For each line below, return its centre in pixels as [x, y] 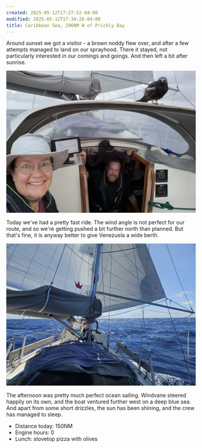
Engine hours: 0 [35, 432]
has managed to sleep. [35, 414]
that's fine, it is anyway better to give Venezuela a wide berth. [83, 235]
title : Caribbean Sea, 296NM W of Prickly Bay [66, 25]
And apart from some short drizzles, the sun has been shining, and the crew [100, 408]
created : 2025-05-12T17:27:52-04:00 [52, 13]
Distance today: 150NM [44, 426]
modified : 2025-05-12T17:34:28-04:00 [54, 19]
